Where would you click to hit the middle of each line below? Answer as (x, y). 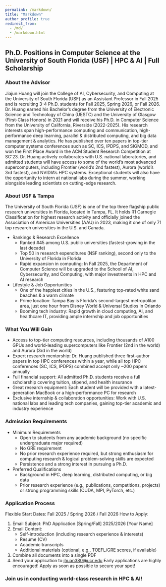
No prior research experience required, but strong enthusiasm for (86, 453)
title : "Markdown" (24, 14)
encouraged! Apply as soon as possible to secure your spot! (74, 566)
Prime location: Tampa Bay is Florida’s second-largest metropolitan (88, 300)
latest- (150, 388)
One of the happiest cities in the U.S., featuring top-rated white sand (89, 290)
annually (21, 372)
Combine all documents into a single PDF (54, 555)
